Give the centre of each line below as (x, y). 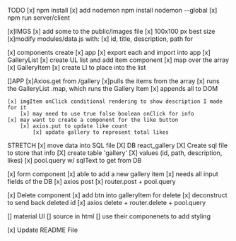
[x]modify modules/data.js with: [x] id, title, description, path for (100, 39)
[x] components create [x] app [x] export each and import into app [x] (109, 52)
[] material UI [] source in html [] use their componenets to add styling (109, 216)
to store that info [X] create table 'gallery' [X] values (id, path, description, (115, 153)
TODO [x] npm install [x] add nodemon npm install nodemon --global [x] (112, 10)
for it (17, 108)
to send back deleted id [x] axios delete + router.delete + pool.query (107, 203)
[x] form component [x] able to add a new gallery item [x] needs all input (113, 174)
